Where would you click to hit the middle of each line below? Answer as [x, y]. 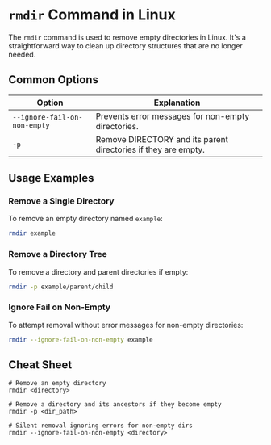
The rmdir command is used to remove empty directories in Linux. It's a [127, 37]
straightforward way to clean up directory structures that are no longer [126, 45]
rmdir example [32, 233]
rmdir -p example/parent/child [61, 287]
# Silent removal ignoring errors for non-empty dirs [101, 426]
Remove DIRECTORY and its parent [162, 139]
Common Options [54, 80]
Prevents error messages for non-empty [173, 116]
